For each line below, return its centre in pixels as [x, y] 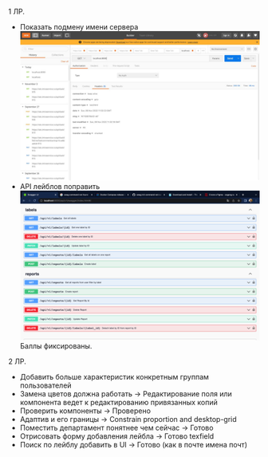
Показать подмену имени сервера [79, 27]
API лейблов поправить [60, 187]
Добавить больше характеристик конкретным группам [114, 377]
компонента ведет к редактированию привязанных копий [118, 403]
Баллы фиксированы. [56, 346]
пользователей [45, 385]
